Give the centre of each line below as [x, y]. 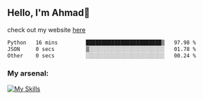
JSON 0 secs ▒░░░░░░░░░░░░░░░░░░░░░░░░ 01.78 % [102, 49]
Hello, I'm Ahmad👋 [49, 13]
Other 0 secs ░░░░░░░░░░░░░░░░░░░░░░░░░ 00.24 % [102, 56]
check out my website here [47, 29]
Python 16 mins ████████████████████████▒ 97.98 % [102, 43]
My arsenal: [28, 73]
